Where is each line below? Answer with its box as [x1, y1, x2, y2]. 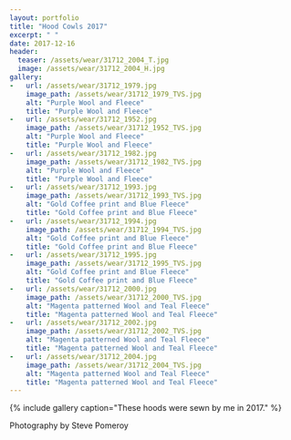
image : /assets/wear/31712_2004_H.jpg [17, 65, 166, 74]
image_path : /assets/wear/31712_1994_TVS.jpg [26, 225, 203, 234]
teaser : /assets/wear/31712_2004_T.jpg [17, 56, 170, 65]
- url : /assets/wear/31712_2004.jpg [9, 352, 157, 361]
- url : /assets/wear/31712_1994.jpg [9, 216, 157, 226]
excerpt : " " [9, 30, 59, 39]
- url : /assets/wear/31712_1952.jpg [9, 115, 157, 124]
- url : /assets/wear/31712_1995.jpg [9, 251, 157, 260]
